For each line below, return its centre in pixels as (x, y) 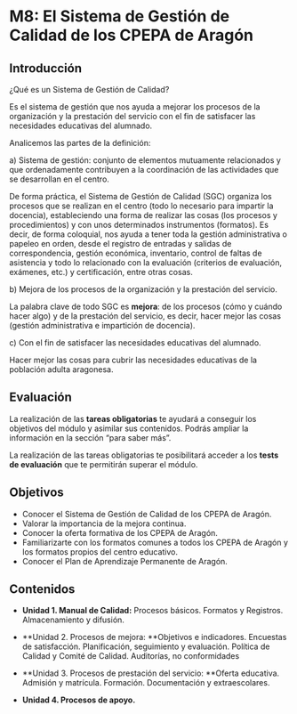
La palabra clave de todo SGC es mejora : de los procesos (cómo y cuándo (146, 306)
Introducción (46, 68)
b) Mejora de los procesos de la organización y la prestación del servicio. (144, 289)
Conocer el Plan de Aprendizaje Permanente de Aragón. (125, 561)
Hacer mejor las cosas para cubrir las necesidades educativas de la (133, 360)
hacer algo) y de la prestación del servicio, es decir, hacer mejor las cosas (145, 316)
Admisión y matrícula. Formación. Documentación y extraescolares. (146, 683)
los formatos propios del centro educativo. (100, 552)
